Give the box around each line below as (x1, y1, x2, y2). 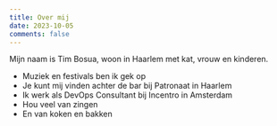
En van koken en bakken (21, 108, 113, 120)
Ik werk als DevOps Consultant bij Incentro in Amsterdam (21, 90, 233, 100)
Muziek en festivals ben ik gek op (21, 71, 146, 82)
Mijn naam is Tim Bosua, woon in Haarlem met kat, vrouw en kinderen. (9, 54, 269, 65)
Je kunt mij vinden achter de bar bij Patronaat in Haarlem (21, 81, 232, 91)
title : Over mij (9, 12, 70, 22)
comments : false (9, 29, 70, 38)
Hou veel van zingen (21, 99, 98, 110)
